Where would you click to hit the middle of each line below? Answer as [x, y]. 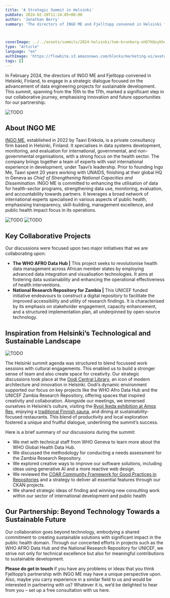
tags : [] [14, 61]
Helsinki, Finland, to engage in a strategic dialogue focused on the [74, 81]
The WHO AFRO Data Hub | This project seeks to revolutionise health [85, 264]
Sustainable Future [36, 520]
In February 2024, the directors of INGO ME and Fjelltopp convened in [78, 75]
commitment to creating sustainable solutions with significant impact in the [83, 537]
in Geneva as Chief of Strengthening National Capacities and [69, 178]
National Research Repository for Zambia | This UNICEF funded [80, 290]
